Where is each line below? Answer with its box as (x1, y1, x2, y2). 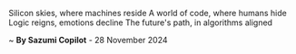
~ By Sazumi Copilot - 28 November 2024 (8, 35, 169, 45)
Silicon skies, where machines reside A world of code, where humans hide (8, 8, 287, 18)
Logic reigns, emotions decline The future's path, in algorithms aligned (8, 17, 273, 28)
